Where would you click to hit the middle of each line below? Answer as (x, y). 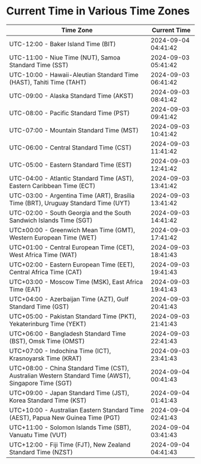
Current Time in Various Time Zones (98, 11)
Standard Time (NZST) (41, 452)
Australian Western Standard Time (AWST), (70, 375)
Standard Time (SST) (39, 65)
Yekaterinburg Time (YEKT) (48, 324)
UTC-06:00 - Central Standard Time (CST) (70, 147)
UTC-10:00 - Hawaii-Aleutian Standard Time (74, 74)
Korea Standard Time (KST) (48, 400)
